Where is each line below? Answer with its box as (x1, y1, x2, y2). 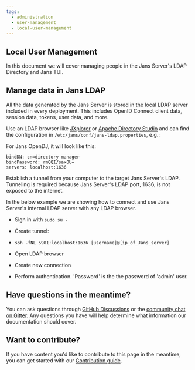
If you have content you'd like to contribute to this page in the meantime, (6, 351, 182, 358)
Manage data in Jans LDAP (6, 86, 106, 96)
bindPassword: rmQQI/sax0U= (6, 159, 75, 165)
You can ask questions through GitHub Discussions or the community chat (6, 305, 186, 312)
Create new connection (14, 261, 71, 268)
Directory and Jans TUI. (6, 69, 64, 76)
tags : (6, 8, 19, 15)
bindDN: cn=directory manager (6, 154, 80, 160)
